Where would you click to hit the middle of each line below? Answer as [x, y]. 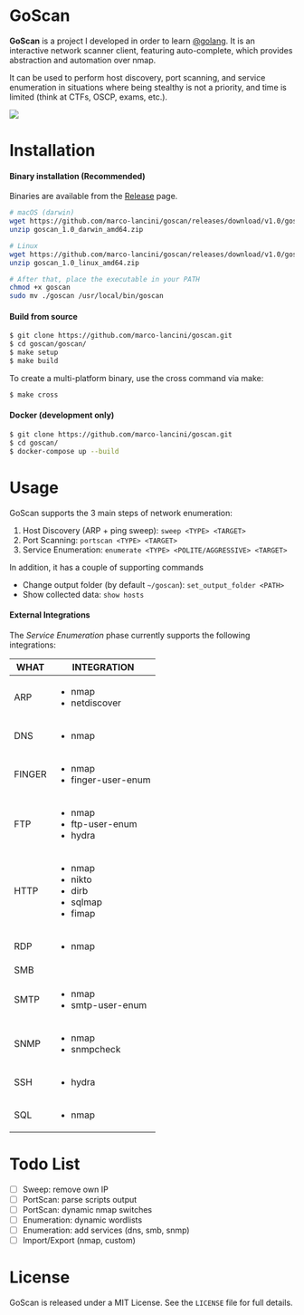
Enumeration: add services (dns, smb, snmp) [106, 1230]
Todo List [45, 1164]
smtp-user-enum [109, 1004]
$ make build [34, 361]
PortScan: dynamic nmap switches [87, 1209]
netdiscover [96, 703]
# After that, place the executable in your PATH [105, 279]
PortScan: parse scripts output [80, 1199]
